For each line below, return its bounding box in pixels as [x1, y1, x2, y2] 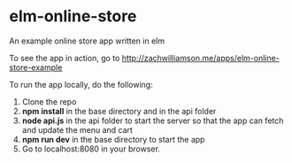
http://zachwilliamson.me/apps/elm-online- [121, 52, 280, 63]
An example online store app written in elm [9, 35, 165, 46]
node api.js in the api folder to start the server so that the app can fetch [21, 115, 284, 126]
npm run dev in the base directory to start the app [21, 134, 205, 144]
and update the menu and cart [21, 124, 133, 135]
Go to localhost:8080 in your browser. [21, 144, 161, 154]
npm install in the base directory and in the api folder [21, 105, 217, 116]
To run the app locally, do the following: [9, 79, 153, 89]
